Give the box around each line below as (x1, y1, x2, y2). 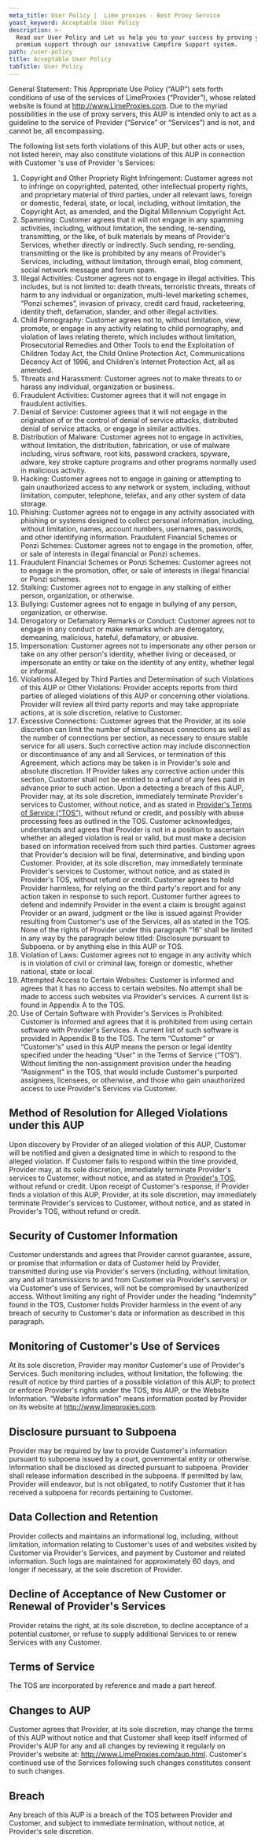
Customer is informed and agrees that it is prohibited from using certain (20, 1017, 253, 1026)
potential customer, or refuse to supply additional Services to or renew (9, 1629, 237, 1638)
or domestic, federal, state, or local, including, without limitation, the (20, 198, 241, 208)
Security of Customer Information (9, 1229, 179, 1242)
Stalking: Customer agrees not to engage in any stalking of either (20, 583, 231, 592)
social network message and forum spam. (20, 265, 156, 274)
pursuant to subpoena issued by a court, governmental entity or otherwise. (9, 1454, 252, 1463)
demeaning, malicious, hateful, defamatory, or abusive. (20, 632, 199, 642)
